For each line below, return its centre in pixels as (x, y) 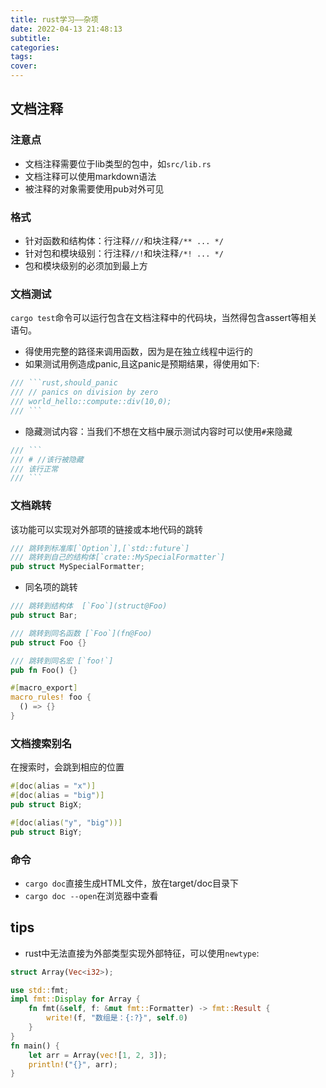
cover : (24, 66)
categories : (35, 47)
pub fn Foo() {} (44, 670)
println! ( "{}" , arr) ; (73, 1064)
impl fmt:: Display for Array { (75, 999)
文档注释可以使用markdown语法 (90, 176)
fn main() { (35, 1046)
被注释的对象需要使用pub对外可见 (94, 188)
